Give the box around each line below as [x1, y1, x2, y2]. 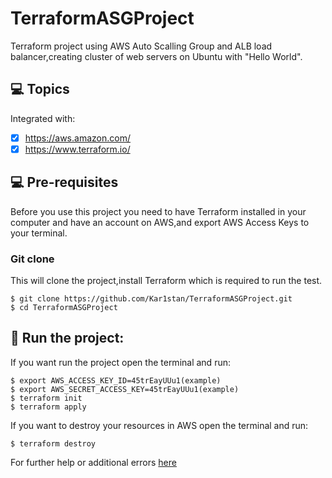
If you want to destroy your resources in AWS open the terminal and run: [10, 419, 309, 431]
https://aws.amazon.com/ [24, 132, 131, 144]
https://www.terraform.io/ [24, 143, 131, 155]
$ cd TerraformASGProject [10, 302, 118, 312]
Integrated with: [10, 112, 76, 124]
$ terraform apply [10, 402, 87, 412]
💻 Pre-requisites [10, 174, 119, 191]
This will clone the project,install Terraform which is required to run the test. [10, 274, 323, 286]
